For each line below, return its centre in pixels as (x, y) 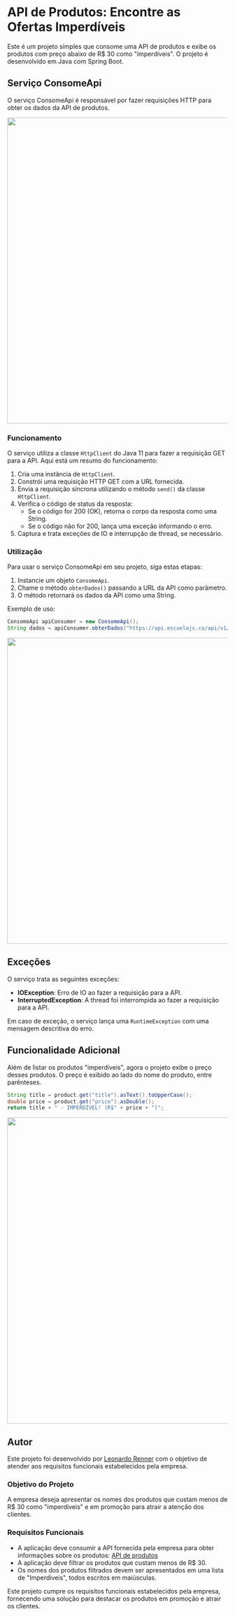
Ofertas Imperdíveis (66, 27)
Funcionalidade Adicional (64, 1050)
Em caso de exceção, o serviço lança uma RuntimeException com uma (108, 1021)
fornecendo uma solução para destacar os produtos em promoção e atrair (114, 1599)
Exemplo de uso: (31, 609)
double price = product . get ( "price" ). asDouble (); (81, 1101)
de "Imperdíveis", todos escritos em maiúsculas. (87, 1578)
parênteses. (24, 1082)
